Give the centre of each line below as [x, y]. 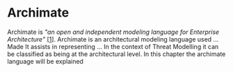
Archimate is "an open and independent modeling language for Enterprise [113, 32]
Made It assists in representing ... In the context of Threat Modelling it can [113, 46]
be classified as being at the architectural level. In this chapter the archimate [116, 54]
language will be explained [45, 61]
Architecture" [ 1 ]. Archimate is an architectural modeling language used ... [113, 39]
